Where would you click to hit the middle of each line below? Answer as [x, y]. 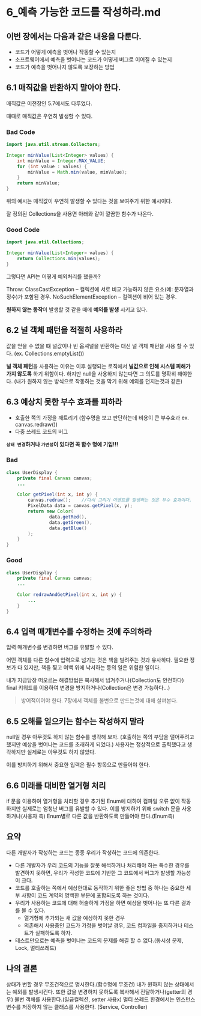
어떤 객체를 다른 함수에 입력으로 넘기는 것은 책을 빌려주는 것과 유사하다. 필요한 [97, 660]
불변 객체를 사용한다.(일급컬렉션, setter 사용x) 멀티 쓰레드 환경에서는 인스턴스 [105, 999]
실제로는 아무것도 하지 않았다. [61, 752]
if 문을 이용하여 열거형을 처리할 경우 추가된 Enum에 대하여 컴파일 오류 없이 [93, 801]
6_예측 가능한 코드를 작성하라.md [83, 12]
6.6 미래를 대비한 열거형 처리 [56, 786]
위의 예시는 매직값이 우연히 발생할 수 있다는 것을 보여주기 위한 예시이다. [89, 201]
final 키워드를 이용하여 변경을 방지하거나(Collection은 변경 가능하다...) [88, 688]
